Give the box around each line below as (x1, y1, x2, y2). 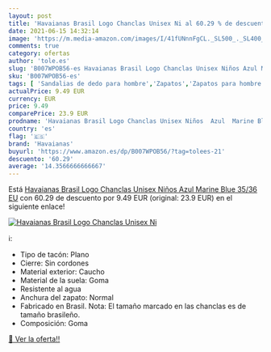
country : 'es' (8, 125, 56, 133)
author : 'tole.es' (8, 57, 70, 66)
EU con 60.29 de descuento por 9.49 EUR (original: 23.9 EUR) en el (8, 193, 232, 203)
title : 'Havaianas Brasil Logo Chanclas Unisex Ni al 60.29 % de (8, 19, 232, 28)
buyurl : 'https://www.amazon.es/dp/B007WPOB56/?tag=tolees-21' (8, 147, 226, 155)
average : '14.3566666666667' (8, 163, 106, 171)
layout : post (8, 11, 52, 20)
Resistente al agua (19, 284, 82, 294)
